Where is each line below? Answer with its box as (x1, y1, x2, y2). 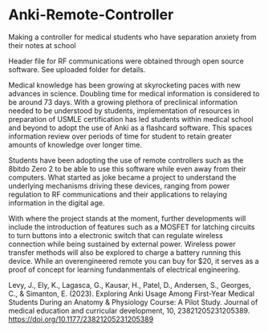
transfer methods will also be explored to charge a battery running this (8, 247, 242, 257)
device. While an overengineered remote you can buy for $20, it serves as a (8, 256, 259, 265)
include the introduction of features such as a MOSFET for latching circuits (8, 222, 255, 232)
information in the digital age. (8, 198, 105, 208)
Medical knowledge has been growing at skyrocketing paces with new (8, 80, 241, 90)
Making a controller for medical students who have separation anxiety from (8, 32, 257, 42)
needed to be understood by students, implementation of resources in (8, 106, 240, 115)
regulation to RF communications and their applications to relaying (8, 189, 227, 199)
